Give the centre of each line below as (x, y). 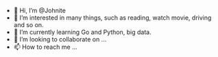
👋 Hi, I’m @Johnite (40, 11)
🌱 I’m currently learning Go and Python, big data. (83, 32)
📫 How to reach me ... (45, 47)
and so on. (28, 25)
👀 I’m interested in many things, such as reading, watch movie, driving (112, 18)
